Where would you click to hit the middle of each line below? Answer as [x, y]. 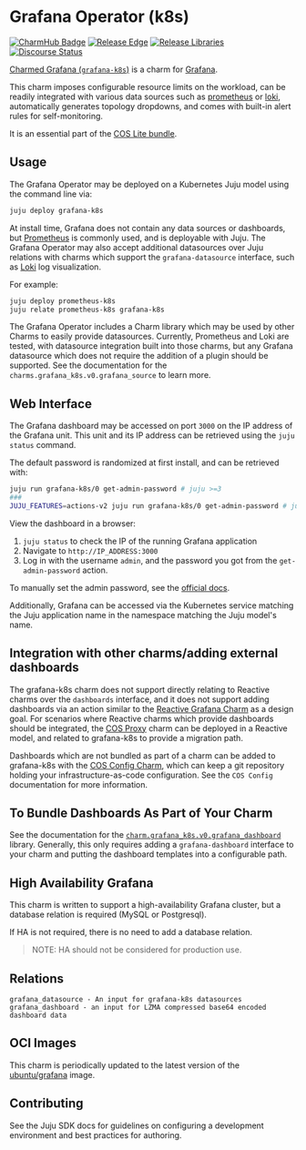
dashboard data [38, 1016]
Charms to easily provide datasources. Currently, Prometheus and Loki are [149, 336]
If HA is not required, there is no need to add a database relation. [131, 932]
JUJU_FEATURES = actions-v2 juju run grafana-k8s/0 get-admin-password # [148, 506]
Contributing [46, 1104]
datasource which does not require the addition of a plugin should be [139, 356]
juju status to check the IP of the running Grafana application [140, 541]
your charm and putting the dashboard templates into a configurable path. [148, 854]
